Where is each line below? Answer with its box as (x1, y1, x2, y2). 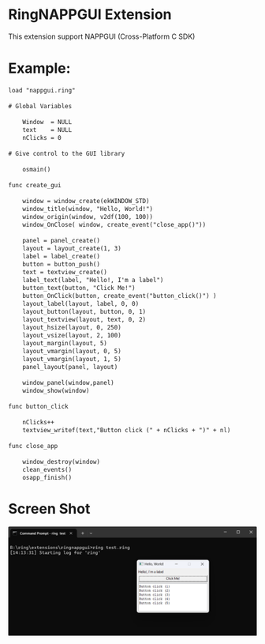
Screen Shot (8, 500, 91, 518)
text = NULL (22, 126, 73, 134)
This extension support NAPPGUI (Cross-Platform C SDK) (8, 32, 196, 41)
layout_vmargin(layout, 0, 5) (22, 347, 122, 355)
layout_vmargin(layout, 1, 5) (22, 355, 122, 363)
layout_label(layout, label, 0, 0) (22, 299, 140, 307)
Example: (8, 59, 71, 77)
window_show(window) (22, 386, 90, 394)
